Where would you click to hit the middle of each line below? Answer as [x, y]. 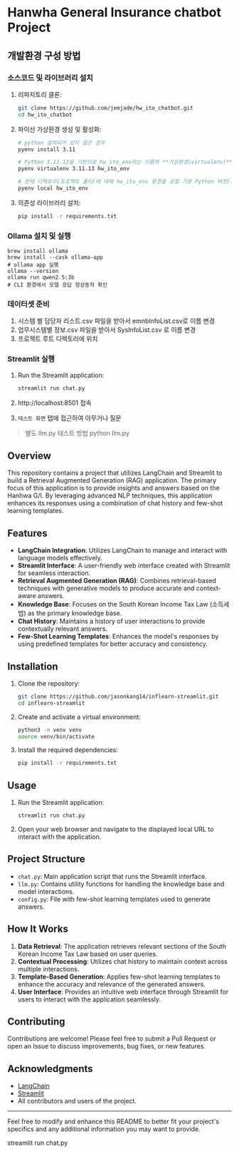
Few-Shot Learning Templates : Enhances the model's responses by [118, 637]
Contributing [36, 1022]
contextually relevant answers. [63, 629]
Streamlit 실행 [31, 359]
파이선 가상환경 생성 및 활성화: [59, 129]
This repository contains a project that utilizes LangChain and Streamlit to [115, 473]
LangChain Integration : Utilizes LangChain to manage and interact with [122, 550]
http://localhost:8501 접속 [54, 403]
